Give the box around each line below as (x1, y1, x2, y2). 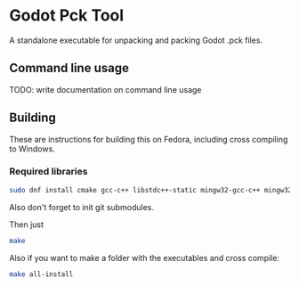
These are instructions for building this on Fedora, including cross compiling (9, 134, 288, 144)
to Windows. (9, 143, 55, 154)
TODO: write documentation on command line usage (9, 84, 202, 94)
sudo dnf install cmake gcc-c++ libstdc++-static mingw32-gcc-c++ (9, 185, 261, 194)
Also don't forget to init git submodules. (9, 201, 154, 212)
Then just (9, 219, 44, 230)
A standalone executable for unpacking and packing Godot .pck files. (9, 35, 263, 45)
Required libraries (9, 166, 88, 178)
